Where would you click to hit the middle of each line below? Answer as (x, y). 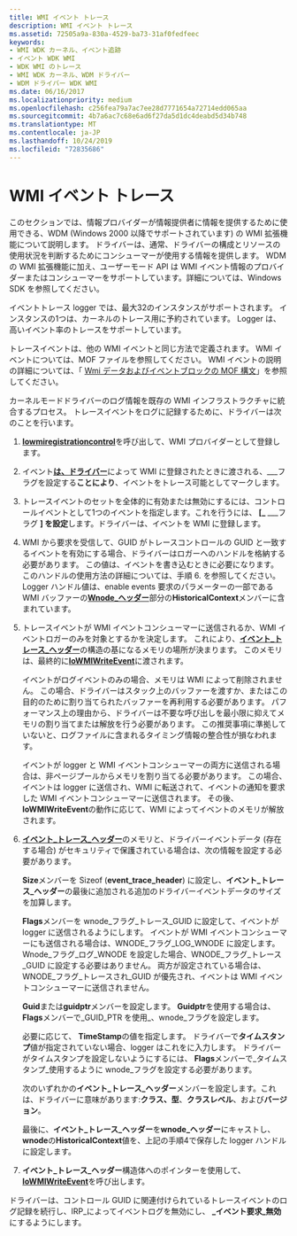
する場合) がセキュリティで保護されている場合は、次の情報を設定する (148, 850)
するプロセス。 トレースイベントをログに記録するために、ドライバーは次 (149, 411)
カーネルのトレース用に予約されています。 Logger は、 (181, 318)
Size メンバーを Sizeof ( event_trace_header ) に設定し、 (124, 880)
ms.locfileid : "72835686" (57, 149)
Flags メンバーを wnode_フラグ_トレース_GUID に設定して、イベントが (150, 921)
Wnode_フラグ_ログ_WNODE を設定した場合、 (107, 954)
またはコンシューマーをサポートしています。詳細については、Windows (153, 277)
